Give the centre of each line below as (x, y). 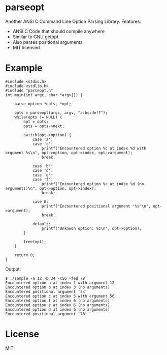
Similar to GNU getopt (36, 37)
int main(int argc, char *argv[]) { (44, 95)
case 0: (41, 202)
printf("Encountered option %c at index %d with (94, 148)
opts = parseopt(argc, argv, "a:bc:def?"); (61, 113)
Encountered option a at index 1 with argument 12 (60, 283)
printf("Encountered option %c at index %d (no (93, 184)
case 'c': (43, 144)
